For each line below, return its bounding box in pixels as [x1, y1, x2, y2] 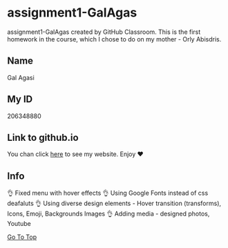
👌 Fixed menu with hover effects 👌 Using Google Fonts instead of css [7, 189, 209, 198]
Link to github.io [7, 131, 79, 143]
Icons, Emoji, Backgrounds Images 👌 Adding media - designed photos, [7, 209, 210, 218]
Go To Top [7, 233, 37, 241]
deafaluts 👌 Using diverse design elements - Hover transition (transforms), [7, 199, 222, 208]
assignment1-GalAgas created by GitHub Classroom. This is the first [7, 28, 201, 36]
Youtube [7, 220, 31, 228]
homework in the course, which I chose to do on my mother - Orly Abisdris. [7, 35, 222, 43]
